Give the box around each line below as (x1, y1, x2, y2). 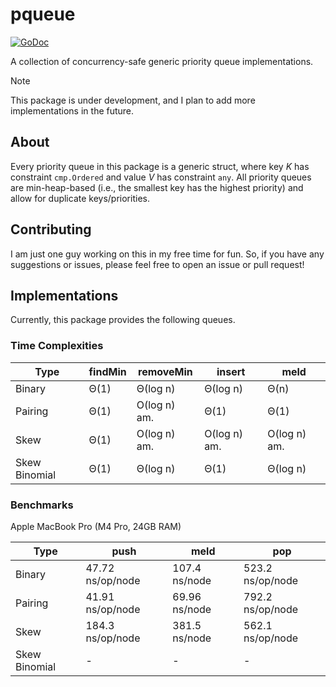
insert (216, 364, 246, 378)
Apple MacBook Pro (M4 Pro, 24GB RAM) (10, 520, 182, 532)
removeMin (138, 364, 193, 378)
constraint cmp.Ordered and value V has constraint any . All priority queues (10, 171, 312, 183)
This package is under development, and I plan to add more (10, 94, 256, 106)
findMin (88, 364, 127, 378)
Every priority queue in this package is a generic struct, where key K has (10, 160, 310, 172)
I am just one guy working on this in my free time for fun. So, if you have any (10, 248, 325, 260)
